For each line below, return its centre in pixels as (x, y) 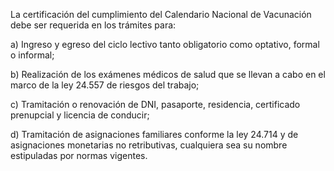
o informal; (32, 55)
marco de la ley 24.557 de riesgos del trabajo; (105, 85)
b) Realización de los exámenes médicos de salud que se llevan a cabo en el (168, 74)
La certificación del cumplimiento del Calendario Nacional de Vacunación (161, 14)
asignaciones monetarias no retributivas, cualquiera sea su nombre (149, 145)
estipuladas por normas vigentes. (79, 155)
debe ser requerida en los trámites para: (93, 25)
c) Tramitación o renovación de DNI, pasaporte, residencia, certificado (155, 104)
